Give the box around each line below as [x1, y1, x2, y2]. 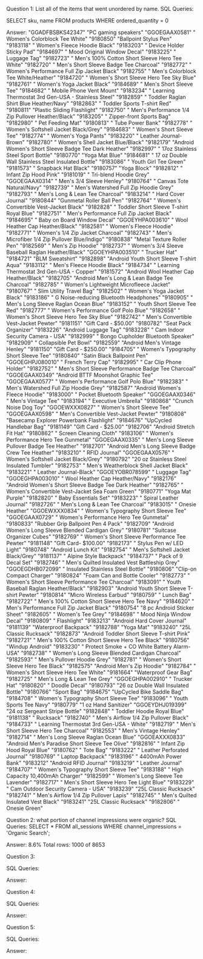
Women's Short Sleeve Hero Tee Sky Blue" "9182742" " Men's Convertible [6, 313, 192, 320]
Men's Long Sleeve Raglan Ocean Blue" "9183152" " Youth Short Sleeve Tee [6, 301, 196, 307]
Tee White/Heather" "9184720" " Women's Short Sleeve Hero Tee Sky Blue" [6, 74, 196, 81]
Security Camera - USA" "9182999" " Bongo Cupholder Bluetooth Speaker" [6, 333, 195, 340]
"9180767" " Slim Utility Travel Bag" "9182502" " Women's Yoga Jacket [6, 287, 185, 295]
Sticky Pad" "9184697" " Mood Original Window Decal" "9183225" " [6, 48, 176, 55]
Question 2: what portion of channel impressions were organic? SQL [6, 817, 177, 823]
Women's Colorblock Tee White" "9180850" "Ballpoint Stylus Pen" [6, 35, 172, 42]
